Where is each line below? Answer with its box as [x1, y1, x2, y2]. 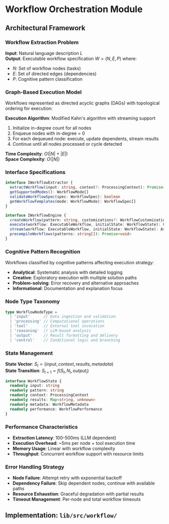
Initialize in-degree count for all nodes [12, 125, 92, 131]
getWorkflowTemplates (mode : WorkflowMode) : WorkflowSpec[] [10, 199, 136, 204]
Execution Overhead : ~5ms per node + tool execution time [12, 440, 136, 446]
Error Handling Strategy [5, 463, 64, 470]
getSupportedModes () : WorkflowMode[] [10, 190, 89, 195]
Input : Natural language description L [5, 50, 83, 56]
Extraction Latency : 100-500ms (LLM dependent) [12, 435, 117, 441]
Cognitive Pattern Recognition [5, 248, 80, 255]
